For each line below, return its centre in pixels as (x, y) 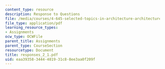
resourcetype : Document (29, 50)
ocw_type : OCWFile (24, 37)
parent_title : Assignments (33, 41)
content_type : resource (29, 9)
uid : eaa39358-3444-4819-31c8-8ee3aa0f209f (50, 59)
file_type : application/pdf (34, 23)
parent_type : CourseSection (34, 46)
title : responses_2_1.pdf (31, 55)
